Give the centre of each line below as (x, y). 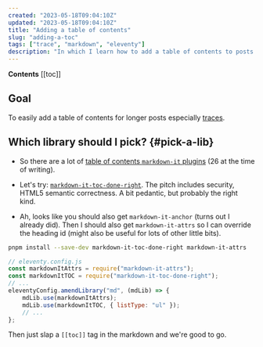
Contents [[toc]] (34, 74)
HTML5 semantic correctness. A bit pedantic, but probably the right (129, 193)
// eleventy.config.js (45, 262)
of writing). (37, 169)
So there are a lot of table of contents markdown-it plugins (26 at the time (137, 161)
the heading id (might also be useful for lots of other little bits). (120, 233)
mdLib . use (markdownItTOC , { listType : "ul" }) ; (101, 305)
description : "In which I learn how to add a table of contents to (121, 52)
